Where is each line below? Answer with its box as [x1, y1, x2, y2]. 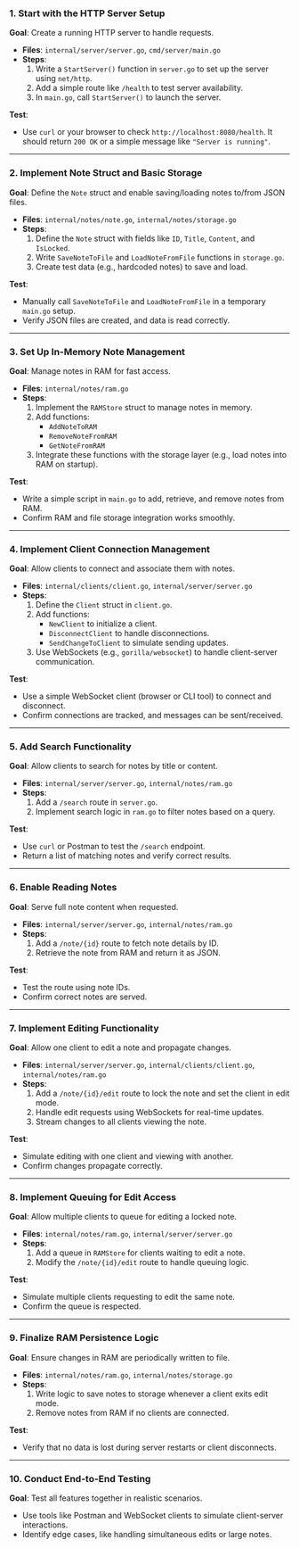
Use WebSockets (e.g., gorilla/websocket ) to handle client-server [35, 647, 278, 658]
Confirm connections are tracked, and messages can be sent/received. [21, 710, 284, 721]
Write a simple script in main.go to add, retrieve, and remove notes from [21, 493, 285, 504]
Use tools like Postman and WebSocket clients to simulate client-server [21, 1510, 284, 1520]
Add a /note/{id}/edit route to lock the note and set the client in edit [35, 1088, 290, 1099]
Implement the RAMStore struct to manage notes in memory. [35, 401, 253, 412]
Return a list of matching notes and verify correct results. [21, 850, 232, 861]
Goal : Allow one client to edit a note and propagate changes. [9, 1042, 231, 1053]
